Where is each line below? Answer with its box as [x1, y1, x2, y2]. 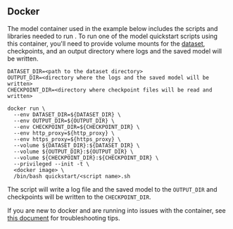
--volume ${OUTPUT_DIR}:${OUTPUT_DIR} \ [13, 148, 134, 155]
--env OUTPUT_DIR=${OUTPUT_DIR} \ [13, 117, 115, 124]
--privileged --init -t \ [13, 160, 90, 168]
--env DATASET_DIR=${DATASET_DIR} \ [13, 111, 121, 118]
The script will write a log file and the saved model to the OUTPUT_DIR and [7, 185, 218, 193]
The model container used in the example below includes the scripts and [7, 24, 218, 32]
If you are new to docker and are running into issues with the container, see [7, 206, 227, 214]
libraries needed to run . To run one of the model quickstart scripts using [7, 32, 218, 40]
